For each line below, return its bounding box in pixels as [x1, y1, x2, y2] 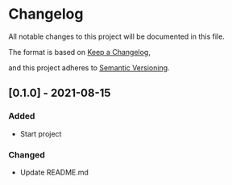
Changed [8, 149, 46, 160]
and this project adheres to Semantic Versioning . [8, 62, 171, 73]
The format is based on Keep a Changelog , [8, 47, 151, 57]
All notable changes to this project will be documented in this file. [8, 32, 226, 41]
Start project [19, 128, 62, 138]
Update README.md [19, 167, 89, 177]
